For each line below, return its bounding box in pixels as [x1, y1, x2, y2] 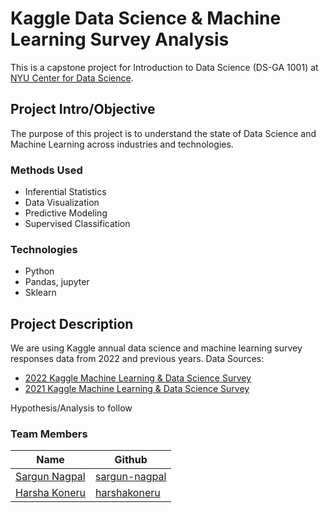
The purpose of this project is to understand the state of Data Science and [10, 127, 317, 139]
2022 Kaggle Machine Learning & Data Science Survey [24, 372, 252, 384]
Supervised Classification [24, 218, 131, 230]
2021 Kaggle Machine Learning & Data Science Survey [24, 383, 250, 395]
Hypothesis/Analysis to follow [10, 402, 133, 414]
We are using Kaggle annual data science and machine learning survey [10, 342, 303, 354]
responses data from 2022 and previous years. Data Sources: [10, 353, 265, 365]
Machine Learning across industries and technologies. [10, 138, 234, 150]
